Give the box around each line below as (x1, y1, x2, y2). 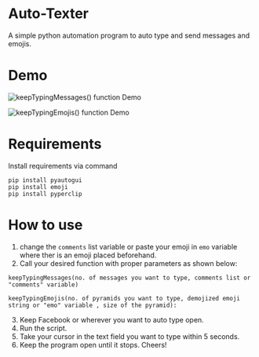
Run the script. (19, 323, 67, 333)
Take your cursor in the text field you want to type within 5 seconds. (19, 331, 240, 341)
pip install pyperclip (8, 190, 82, 198)
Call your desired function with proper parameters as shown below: (19, 258, 238, 268)
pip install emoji (8, 183, 68, 191)
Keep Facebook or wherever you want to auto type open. (19, 315, 204, 324)
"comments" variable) (8, 280, 79, 289)
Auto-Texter (8, 5, 89, 23)
